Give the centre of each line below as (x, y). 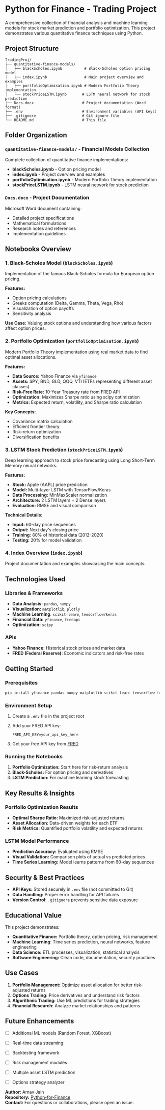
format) (13, 107)
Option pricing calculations (40, 298)
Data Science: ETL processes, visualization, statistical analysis (76, 952)
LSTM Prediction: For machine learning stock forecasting (70, 778)
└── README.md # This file (56, 120)
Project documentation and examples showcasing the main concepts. (75, 564)
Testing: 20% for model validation (47, 540)
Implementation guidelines (39, 233)
